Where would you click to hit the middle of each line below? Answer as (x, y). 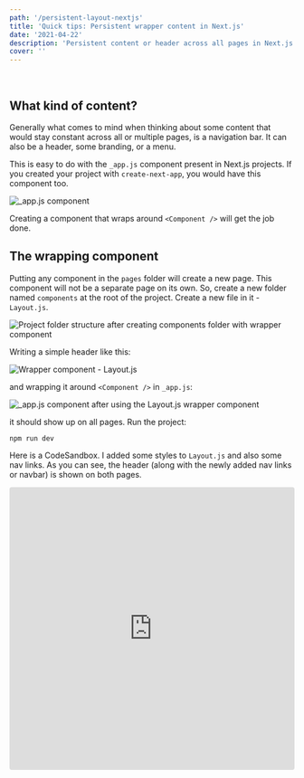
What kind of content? (73, 105)
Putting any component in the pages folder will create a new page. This (141, 278)
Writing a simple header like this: (70, 351)
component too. (39, 183)
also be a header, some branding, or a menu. (93, 147)
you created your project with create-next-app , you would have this (135, 174)
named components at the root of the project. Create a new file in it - (135, 297)
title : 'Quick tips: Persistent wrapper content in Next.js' (127, 26)
